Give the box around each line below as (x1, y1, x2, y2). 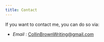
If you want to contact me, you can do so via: (5, 21, 100, 27)
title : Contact (5, 7, 38, 13)
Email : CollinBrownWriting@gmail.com (12, 31, 94, 37)
